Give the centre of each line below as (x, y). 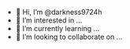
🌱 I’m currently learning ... (58, 28)
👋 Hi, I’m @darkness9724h (59, 12)
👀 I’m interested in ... (49, 20)
